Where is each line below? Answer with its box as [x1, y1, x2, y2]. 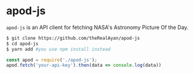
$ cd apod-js [6, 40, 39, 47]
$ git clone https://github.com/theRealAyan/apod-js [6, 35, 140, 41]
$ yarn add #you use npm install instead [6, 46, 111, 52]
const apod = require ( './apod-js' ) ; [6, 57, 97, 63]
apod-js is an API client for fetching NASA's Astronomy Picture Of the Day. [6, 24, 189, 31]
